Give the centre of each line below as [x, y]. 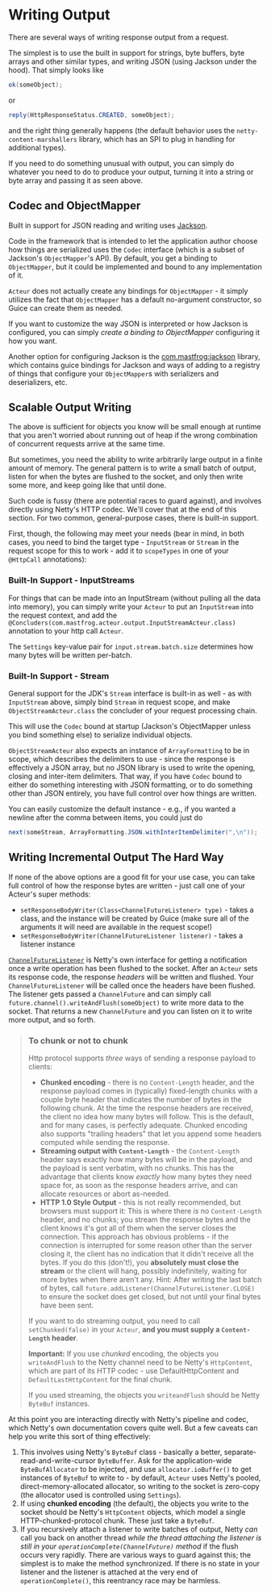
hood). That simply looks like [56, 69]
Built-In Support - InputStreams [71, 580]
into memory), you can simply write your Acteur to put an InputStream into [131, 606]
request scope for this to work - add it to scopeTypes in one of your [119, 551]
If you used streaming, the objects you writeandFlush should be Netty [144, 1394]
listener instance [48, 944]
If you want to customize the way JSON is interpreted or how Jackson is [128, 324]
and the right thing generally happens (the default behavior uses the [122, 130]
